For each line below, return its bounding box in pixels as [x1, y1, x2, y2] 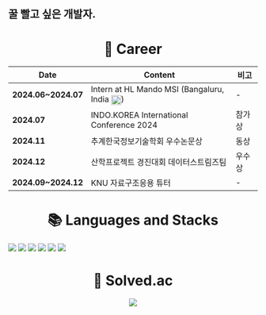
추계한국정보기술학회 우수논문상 [90, 136, 203, 147]
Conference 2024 [90, 119, 158, 130]
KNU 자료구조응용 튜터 [90, 177, 172, 188]
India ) [90, 94, 125, 105]
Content [143, 70, 176, 81]
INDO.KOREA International [90, 109, 188, 121]
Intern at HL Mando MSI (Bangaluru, [90, 84, 224, 95]
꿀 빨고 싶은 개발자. [8, 7, 97, 21]
